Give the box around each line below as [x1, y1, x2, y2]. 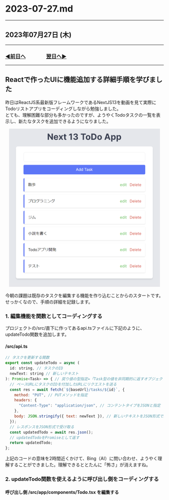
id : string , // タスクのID [10, 366, 63, 371]
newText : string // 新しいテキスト [10, 371, 79, 376]
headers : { [14, 397, 37, 403]
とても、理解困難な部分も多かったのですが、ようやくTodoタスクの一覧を [5, 112, 156, 118]
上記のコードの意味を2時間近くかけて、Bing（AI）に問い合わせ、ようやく [5, 456, 158, 462]
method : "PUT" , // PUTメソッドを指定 [14, 392, 88, 397]
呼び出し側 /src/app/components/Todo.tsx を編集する [5, 489, 119, 495]
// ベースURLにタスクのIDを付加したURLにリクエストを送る [10, 382, 117, 387]
